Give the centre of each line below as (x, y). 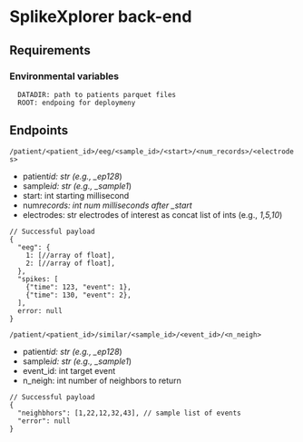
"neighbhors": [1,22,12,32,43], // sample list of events (130, 413)
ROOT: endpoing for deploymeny (77, 103)
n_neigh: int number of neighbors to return (102, 380)
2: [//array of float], (71, 263)
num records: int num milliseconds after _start (107, 205)
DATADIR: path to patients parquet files (97, 94)
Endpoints (39, 130)
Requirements (50, 50)
